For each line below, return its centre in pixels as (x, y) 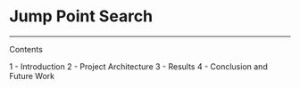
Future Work (32, 76)
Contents (26, 49)
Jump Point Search (81, 16)
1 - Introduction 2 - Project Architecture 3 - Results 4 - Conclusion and (138, 66)
